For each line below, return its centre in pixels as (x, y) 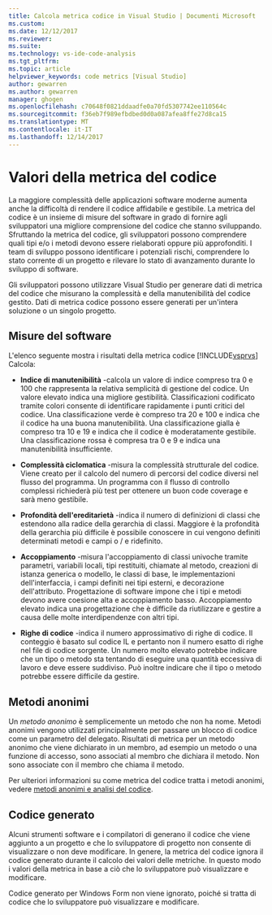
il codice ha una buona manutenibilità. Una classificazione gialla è (130, 423)
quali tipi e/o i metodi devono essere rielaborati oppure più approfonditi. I (130, 243)
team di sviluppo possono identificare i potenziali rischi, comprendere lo (129, 251)
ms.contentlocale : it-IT (50, 129)
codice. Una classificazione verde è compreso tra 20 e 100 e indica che (140, 415)
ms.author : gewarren (43, 91)
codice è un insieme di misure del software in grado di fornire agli (118, 217)
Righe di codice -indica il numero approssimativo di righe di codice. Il (136, 633)
